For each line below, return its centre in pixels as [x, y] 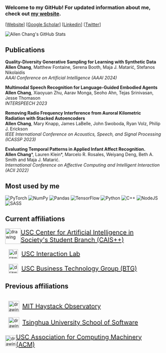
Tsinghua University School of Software [80, 323]
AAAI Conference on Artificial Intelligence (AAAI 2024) [61, 78]
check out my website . [33, 13]
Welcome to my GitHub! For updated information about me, [78, 7]
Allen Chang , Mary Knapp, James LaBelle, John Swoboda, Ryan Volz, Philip [83, 124]
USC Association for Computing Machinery [79, 337]
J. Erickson [17, 129]
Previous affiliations [37, 286]
